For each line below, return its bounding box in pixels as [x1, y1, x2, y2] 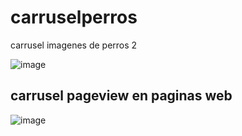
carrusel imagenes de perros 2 [10, 39, 138, 51]
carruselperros [10, 6, 138, 29]
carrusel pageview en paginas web [10, 87, 233, 105]
